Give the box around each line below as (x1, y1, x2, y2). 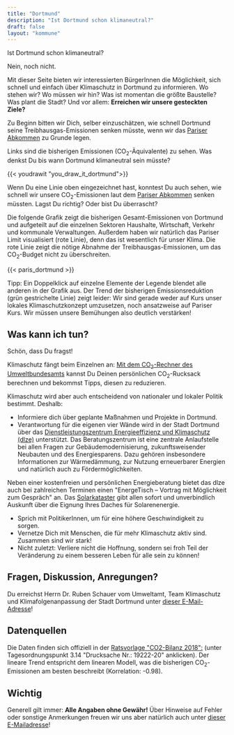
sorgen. (17, 522, 40, 530)
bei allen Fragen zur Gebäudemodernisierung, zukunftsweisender (17, 443, 206, 451)
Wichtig (7, 687, 42, 699)
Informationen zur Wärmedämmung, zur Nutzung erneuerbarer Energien (17, 458, 226, 466)
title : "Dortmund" (7, 10, 61, 17)
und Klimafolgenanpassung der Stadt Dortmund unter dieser (7, 597, 181, 605)
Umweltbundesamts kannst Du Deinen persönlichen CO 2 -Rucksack (7, 370, 201, 380)
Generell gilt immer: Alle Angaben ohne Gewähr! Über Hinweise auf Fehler (7, 706, 223, 714)
